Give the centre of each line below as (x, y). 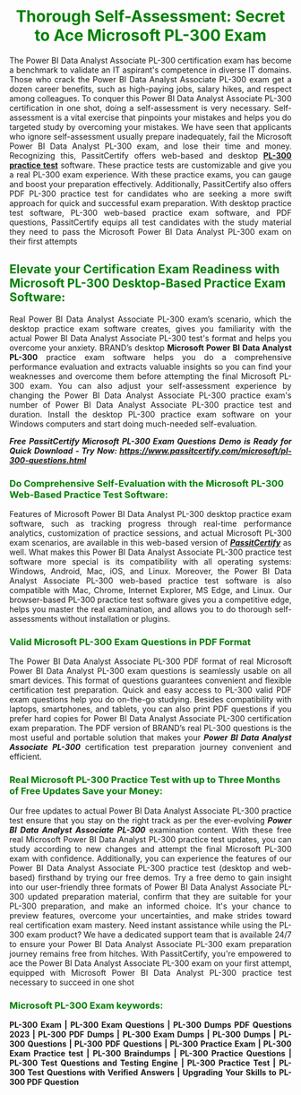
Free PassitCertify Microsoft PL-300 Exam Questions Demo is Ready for (150, 441)
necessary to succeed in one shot (72, 982)
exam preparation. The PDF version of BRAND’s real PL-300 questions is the (150, 729)
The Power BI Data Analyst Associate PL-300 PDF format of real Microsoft (150, 661)
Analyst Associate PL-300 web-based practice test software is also (150, 581)
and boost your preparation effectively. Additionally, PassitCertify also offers (150, 184)
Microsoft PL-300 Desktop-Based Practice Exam (148, 284)
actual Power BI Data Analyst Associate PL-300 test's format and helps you (150, 338)
